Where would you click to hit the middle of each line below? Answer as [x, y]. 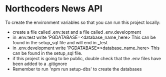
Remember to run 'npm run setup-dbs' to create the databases [77, 69]
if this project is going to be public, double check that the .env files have [87, 58]
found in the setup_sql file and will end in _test [60, 42]
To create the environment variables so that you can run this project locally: [83, 22]
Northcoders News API [54, 9]
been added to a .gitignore [40, 64]
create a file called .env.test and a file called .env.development [77, 32]
